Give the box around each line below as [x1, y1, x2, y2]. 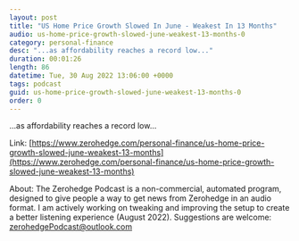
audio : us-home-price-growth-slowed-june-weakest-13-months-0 [9, 29, 245, 38]
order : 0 [9, 96, 42, 105]
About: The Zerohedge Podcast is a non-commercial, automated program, [9, 184, 282, 195]
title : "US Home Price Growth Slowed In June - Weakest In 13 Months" [9, 21, 278, 30]
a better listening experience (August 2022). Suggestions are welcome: [9, 212, 272, 223]
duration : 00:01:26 [9, 54, 82, 63]
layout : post [9, 12, 58, 22]
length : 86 [9, 63, 50, 72]
